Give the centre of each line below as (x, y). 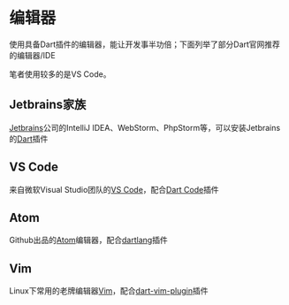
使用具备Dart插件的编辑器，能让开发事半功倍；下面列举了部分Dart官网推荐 (145, 44)
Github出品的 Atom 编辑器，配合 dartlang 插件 (88, 240)
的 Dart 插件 (29, 139)
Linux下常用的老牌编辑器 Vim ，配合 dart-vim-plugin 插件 (109, 291)
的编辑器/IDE (32, 55)
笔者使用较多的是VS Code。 (60, 74)
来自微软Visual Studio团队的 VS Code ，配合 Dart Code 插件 (114, 189)
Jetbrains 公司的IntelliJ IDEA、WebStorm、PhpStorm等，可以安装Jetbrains (145, 127)
